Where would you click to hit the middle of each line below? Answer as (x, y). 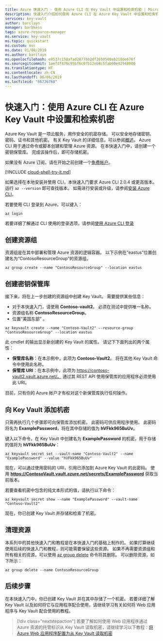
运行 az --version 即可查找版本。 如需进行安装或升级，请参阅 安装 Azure (77, 188)
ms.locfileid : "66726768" (31, 82)
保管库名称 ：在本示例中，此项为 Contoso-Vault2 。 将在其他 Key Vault (82, 358)
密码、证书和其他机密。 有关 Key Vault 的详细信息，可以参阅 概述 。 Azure (78, 140)
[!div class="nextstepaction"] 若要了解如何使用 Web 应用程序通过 (82, 621)
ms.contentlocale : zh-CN (30, 73)
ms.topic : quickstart (27, 41)
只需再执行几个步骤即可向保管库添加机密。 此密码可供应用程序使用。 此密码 (81, 422)
